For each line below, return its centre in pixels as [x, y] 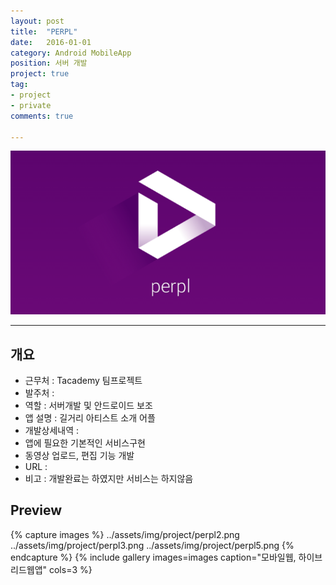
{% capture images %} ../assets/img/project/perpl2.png [125, 534]
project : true [40, 74]
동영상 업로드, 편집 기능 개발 [79, 455]
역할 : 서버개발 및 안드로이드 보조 [88, 405]
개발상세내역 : [52, 430]
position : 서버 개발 [49, 63]
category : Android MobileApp [71, 53]
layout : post [37, 21]
